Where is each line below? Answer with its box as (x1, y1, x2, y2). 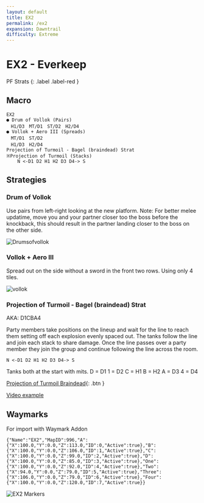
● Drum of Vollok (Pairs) (6, 117, 72, 123)
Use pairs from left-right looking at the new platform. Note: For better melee (6, 207, 197, 214)
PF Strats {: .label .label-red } (6, 78, 79, 85)
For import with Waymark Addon (6, 425, 88, 432)
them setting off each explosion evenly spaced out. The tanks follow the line (6, 333, 198, 340)
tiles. (6, 273, 18, 280)
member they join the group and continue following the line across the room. (6, 345, 199, 353)
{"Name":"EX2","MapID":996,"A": (6, 437, 88, 443)
